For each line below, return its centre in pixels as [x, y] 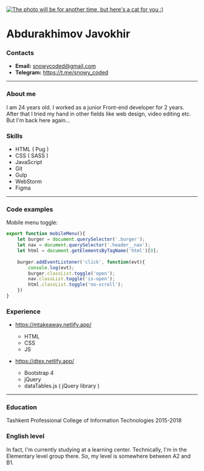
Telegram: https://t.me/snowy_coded [62, 72]
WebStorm [29, 182]
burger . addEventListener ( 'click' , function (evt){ [81, 262]
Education [22, 407]
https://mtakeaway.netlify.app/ [53, 325]
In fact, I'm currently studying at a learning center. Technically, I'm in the [97, 449]
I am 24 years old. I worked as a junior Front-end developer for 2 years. [95, 107]
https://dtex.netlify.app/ [45, 361]
